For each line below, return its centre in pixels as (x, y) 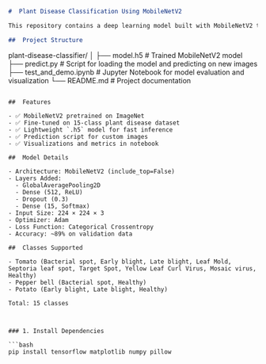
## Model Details (38, 157)
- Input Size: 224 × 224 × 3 (56, 213)
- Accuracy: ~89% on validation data (70, 234)
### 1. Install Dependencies (56, 331)
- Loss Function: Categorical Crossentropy (81, 227)
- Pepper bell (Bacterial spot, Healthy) (78, 282)
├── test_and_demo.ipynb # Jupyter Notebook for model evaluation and (126, 72)
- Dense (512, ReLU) (49, 192)
